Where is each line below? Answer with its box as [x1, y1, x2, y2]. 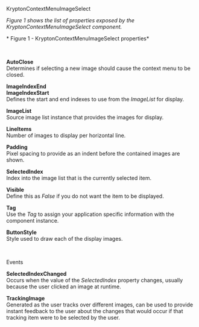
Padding [6, 144, 28, 150]
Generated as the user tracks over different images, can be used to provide [6, 301, 194, 308]
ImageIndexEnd [6, 83, 46, 90]
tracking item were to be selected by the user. [6, 314, 121, 321]
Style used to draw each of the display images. [6, 235, 123, 242]
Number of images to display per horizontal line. [6, 132, 126, 139]
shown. [6, 156, 25, 163]
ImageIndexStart [6, 89, 49, 96]
